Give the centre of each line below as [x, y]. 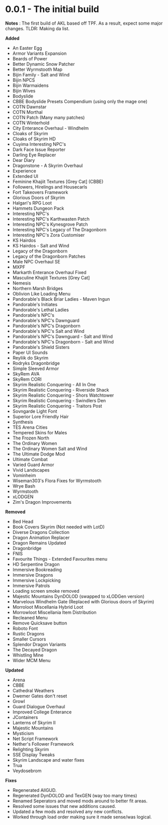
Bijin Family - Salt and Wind [41, 74]
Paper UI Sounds [30, 352]
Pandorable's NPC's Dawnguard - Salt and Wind [63, 336]
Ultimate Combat [30, 459]
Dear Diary [24, 160]
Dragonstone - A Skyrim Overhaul [48, 165]
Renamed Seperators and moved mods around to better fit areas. [80, 801]
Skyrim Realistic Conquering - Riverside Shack [61, 390]
